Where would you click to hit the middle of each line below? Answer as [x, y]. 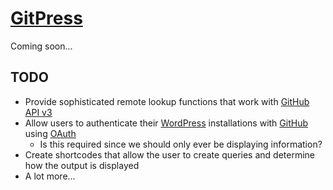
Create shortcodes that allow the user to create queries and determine [169, 154]
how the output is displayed [82, 165]
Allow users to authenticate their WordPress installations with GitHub [166, 123]
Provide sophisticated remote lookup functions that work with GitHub [167, 101]
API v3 [38, 112]
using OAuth [50, 133]
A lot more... [50, 176]
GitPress [46, 18]
